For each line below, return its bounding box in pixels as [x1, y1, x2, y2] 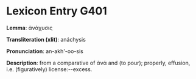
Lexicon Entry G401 [6, 4, 108, 18]
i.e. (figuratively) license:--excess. [6, 65, 93, 73]
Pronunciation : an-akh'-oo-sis [6, 47, 83, 55]
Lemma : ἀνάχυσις [6, 24, 53, 31]
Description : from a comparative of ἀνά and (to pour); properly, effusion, [6, 59, 191, 66]
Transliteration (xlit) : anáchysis [6, 36, 86, 43]
